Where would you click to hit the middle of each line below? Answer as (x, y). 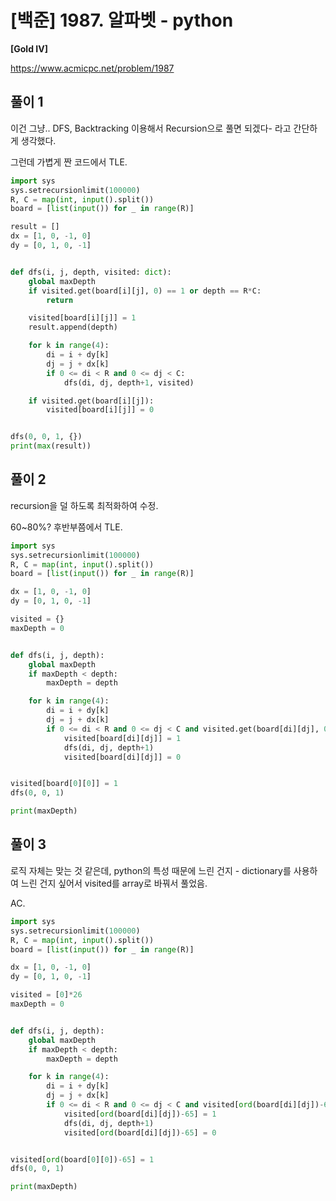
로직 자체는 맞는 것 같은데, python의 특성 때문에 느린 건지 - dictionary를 (151, 870)
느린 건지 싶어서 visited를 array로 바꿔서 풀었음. (114, 883)
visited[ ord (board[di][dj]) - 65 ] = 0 (140, 1132)
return (60, 300)
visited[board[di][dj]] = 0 (122, 757)
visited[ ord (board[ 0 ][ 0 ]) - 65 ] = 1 (82, 1159)
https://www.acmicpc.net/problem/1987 (92, 68)
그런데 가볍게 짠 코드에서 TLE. (69, 162)
